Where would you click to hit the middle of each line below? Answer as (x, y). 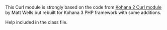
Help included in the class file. (36, 22)
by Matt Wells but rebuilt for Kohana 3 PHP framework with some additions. (83, 12)
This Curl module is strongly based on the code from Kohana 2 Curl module (83, 7)
